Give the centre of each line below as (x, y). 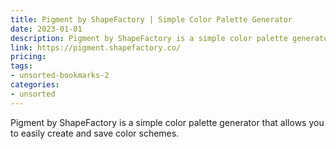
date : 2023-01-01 (46, 29)
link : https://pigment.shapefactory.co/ (96, 47)
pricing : (28, 57)
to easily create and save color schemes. (95, 133)
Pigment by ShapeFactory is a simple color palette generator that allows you (167, 122)
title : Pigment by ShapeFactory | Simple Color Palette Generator (151, 19)
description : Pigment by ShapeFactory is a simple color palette (149, 38)
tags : (21, 66)
